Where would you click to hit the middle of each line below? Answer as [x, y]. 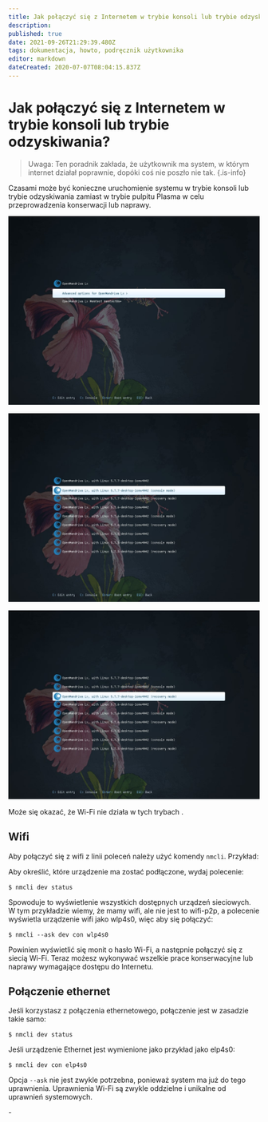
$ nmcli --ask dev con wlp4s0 [59, 934]
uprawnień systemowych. [51, 1097]
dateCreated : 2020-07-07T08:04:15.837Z [75, 68]
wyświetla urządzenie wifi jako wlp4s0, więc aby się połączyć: [111, 919]
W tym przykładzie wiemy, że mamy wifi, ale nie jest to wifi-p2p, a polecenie [134, 910]
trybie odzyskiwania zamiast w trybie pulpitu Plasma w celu [106, 196]
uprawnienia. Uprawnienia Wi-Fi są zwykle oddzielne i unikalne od [117, 1088]
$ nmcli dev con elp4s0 [48, 1065]
